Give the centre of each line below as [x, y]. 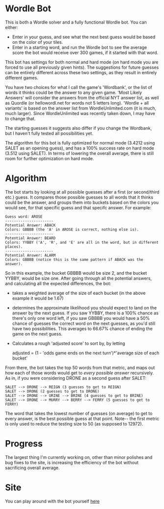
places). [14, 247]
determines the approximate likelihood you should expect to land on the [84, 308]
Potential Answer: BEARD [30, 238]
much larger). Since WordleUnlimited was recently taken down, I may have [80, 113]
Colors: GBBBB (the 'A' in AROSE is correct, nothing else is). [72, 229]
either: [12, 27]
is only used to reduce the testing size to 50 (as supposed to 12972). [74, 424]
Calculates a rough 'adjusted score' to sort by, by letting [69, 343]
